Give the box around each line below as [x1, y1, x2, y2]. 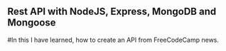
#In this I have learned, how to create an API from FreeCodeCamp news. [7, 35, 219, 44]
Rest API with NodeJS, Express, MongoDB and [7, 6, 217, 18]
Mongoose [7, 17, 56, 29]
